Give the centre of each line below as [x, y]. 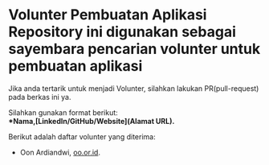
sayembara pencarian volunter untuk [134, 49]
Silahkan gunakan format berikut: [63, 112]
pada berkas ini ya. [40, 97]
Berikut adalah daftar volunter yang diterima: [82, 136]
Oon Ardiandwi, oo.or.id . [60, 152]
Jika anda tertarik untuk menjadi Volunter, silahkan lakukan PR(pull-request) [134, 88]
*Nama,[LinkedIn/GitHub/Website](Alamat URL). [92, 121]
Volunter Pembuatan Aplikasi [108, 15]
